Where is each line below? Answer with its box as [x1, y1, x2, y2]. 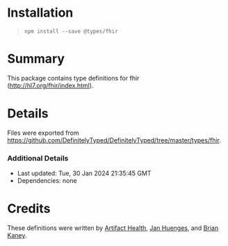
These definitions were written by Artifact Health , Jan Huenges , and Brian [7, 224, 219, 232]
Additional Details [7, 153, 69, 163]
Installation [7, 5, 74, 21]
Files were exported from [7, 129, 79, 137]
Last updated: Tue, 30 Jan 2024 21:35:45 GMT [17, 169, 152, 178]
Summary [7, 51, 65, 67]
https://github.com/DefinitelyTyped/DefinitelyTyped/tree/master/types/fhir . [7, 136, 221, 144]
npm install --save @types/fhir [24, 28, 118, 35]
